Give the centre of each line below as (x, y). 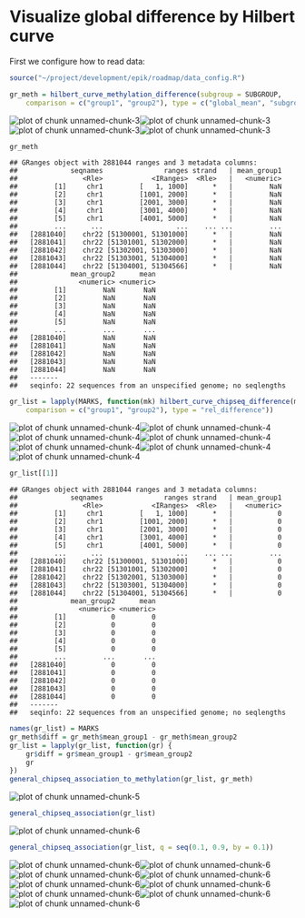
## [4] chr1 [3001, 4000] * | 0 (146, 538)
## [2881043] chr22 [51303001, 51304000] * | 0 (146, 585)
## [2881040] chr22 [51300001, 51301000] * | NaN (146, 235)
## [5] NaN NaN (83, 322)
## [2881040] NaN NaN (83, 338)
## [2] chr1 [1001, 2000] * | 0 (146, 522)
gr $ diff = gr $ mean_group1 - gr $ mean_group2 (109, 754)
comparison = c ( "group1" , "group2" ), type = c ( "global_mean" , (146, 103)
